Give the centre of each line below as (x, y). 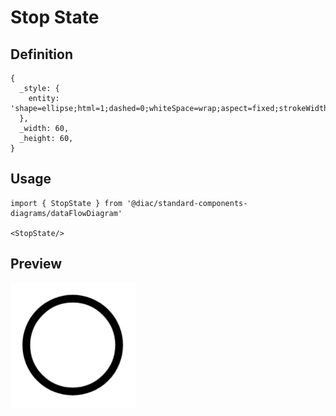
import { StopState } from (66, 203)
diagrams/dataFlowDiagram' (66, 213)
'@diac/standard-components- (187, 203)
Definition (41, 54)
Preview (36, 264)
